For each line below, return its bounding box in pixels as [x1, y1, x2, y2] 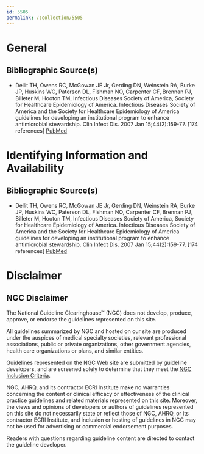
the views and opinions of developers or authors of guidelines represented [6, 403, 194, 410]
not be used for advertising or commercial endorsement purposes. [6, 422, 174, 430]
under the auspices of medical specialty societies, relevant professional [6, 334, 187, 341]
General [6, 41, 47, 55]
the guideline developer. [6, 441, 67, 448]
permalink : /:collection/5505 [6, 15, 83, 21]
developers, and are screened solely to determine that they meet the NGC [6, 365, 192, 373]
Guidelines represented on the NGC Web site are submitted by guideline [6, 359, 187, 366]
